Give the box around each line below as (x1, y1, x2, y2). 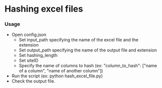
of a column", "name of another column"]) (18, 68, 103, 74)
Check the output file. (11, 78, 55, 84)
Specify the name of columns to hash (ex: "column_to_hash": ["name (18, 63, 157, 69)
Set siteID (18, 57, 38, 64)
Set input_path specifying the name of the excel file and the (18, 37, 139, 43)
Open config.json (11, 32, 47, 37)
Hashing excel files (4, 3, 83, 15)
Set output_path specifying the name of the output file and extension (18, 47, 157, 53)
